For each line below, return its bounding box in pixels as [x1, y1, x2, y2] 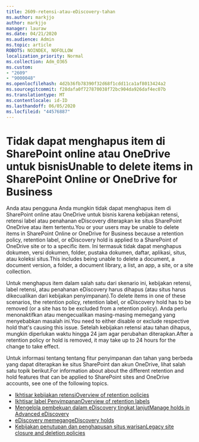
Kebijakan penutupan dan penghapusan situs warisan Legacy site [14, 423, 174, 430]
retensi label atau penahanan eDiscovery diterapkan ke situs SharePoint [6, 217, 182, 224]
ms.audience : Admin [6, 36, 55, 42]
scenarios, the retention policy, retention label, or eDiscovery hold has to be [6, 299, 191, 306]
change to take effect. [6, 343, 61, 350]
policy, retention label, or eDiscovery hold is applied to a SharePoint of [6, 236, 178, 243]
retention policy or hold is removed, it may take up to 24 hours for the [6, 336, 176, 344]
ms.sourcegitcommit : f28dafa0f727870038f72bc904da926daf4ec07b [6, 86, 166, 92]
